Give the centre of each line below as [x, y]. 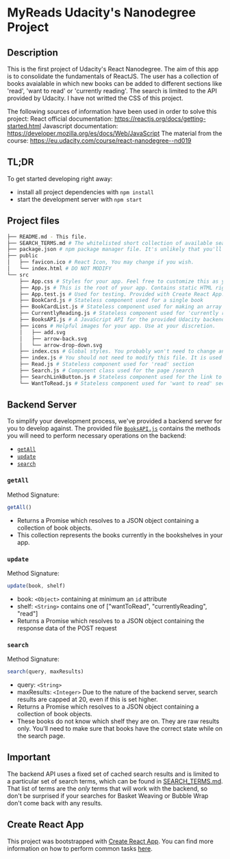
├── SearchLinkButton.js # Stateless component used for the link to [121, 377]
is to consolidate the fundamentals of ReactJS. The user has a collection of [113, 76]
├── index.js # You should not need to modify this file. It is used [121, 358]
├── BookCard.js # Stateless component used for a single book [112, 301]
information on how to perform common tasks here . [80, 848]
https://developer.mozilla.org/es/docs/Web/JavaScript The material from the [115, 133]
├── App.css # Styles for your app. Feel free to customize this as [119, 281]
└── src [18, 275]
